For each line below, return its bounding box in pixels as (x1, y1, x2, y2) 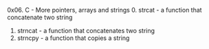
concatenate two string (7, 13, 73, 21)
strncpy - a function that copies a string (16, 34, 130, 42)
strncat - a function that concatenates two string (16, 27, 155, 35)
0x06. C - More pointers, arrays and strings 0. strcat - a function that (7, 6, 202, 14)
